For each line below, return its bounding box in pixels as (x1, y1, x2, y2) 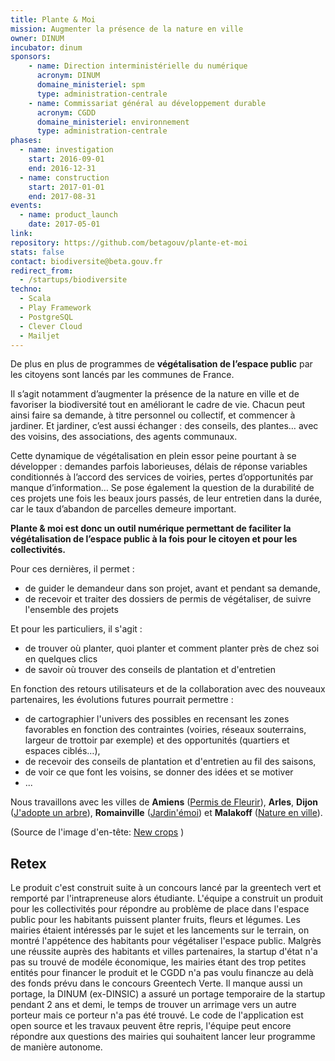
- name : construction (19, 172, 110, 183)
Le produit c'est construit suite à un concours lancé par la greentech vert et (10, 882, 322, 894)
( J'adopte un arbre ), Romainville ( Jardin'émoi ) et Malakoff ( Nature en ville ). (10, 807, 323, 819)
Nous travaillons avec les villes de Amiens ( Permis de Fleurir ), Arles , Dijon (10, 796, 319, 808)
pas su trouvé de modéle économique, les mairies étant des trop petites (10, 956, 307, 968)
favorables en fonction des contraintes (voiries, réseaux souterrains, (24, 724, 307, 736)
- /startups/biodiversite (19, 275, 128, 285)
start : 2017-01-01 (28, 182, 105, 192)
